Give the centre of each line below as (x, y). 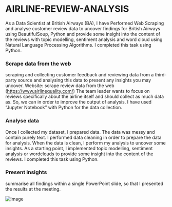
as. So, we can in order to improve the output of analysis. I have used (79, 102)
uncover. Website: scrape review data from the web (60, 86)
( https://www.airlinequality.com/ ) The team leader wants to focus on (78, 91)
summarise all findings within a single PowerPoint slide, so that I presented (84, 183)
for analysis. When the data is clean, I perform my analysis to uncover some (85, 143)
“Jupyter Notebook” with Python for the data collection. (64, 108)
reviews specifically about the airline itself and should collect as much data (85, 97)
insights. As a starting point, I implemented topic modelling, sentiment (79, 148)
